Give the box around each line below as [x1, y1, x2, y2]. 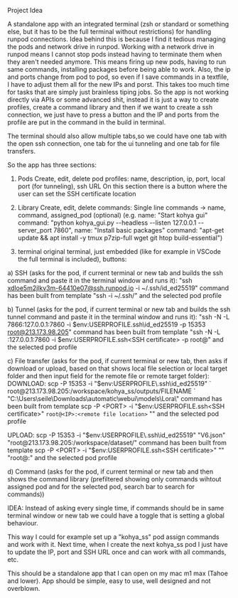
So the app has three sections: [7, 161, 97, 169]
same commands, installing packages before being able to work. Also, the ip [7, 65, 231, 73]
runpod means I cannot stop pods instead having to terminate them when [7, 50, 222, 58]
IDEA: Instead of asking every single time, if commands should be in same [7, 504, 225, 512]
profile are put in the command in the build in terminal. [7, 118, 166, 127]
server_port [17, 226, 52, 234]
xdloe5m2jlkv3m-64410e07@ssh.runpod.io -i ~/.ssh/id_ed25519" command [7, 284, 229, 292]
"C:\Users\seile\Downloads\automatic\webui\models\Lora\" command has [7, 395, 222, 402]
